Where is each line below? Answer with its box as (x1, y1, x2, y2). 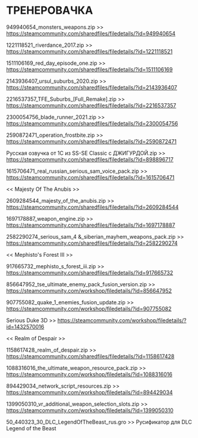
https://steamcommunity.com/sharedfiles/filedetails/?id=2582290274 (6, 239, 178, 247)
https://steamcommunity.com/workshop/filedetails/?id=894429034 (6, 388, 173, 396)
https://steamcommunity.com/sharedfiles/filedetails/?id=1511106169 (6, 65, 173, 73)
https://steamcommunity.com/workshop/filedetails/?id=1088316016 (6, 370, 172, 378)
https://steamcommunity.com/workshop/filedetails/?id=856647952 (6, 287, 172, 294)
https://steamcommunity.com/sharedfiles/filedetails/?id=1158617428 (6, 352, 175, 360)
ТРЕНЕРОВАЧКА (6, 4, 93, 17)
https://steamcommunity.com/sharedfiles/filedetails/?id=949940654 (6, 29, 176, 37)
